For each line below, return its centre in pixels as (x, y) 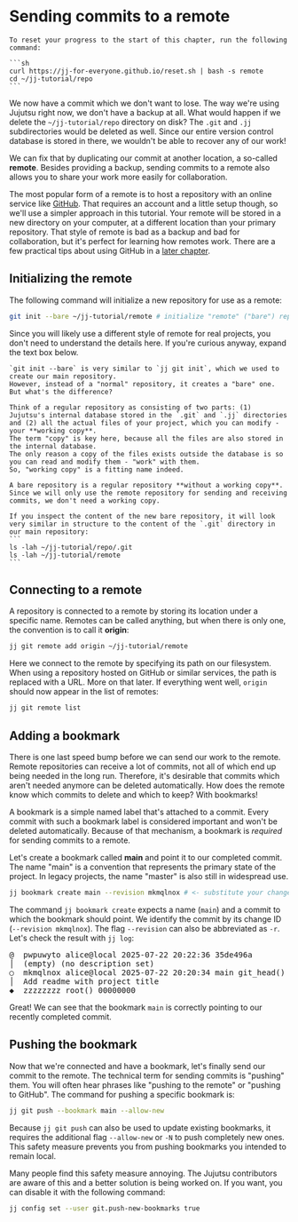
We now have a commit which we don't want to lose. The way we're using (144, 103)
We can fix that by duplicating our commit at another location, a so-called (143, 158)
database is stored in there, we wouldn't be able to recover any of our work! (148, 140)
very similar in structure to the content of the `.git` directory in (142, 524)
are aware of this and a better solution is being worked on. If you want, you (146, 1182)
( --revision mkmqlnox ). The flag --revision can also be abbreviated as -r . (145, 928)
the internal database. (53, 446)
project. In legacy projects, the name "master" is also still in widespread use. (149, 876)
